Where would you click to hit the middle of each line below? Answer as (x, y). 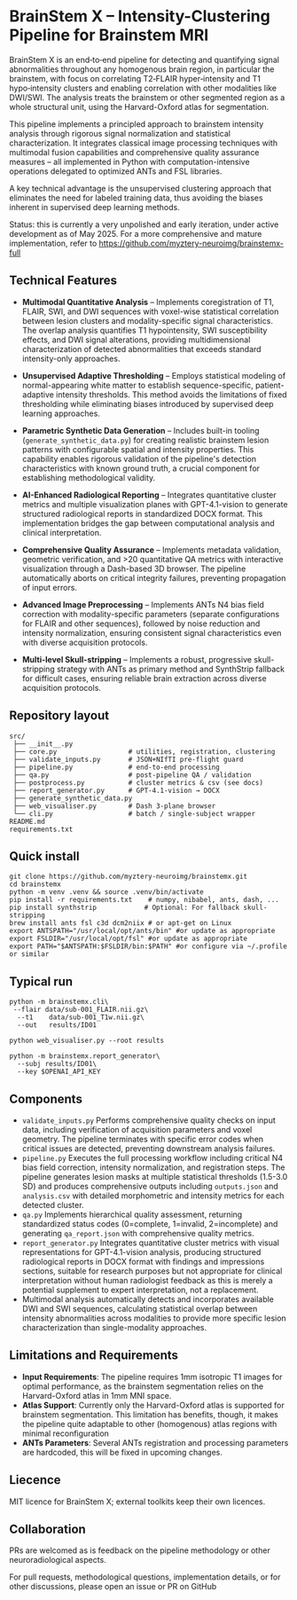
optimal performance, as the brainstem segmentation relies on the (143, 1386)
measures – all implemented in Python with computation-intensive (129, 161)
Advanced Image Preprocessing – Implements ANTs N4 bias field (143, 604)
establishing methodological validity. (89, 477)
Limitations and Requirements (94, 1356)
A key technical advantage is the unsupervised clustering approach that (141, 188)
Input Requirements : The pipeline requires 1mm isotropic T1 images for (152, 1376)
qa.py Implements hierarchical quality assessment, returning (132, 1214)
